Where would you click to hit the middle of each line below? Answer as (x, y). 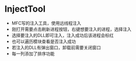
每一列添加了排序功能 (33, 53)
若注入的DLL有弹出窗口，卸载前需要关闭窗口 (56, 47)
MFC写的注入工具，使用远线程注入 (46, 23)
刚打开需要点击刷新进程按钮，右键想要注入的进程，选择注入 (71, 29)
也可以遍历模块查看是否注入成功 (44, 41)
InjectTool (25, 9)
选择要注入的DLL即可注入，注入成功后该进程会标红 (63, 35)
